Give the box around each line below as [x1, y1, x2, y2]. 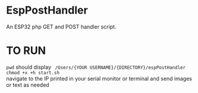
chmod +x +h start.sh [6, 69, 60, 76]
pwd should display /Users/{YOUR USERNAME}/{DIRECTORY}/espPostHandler [6, 63, 186, 70]
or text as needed [6, 81, 49, 88]
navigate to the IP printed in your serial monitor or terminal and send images [6, 75, 192, 82]
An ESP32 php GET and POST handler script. [6, 23, 117, 30]
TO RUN [6, 44, 46, 57]
